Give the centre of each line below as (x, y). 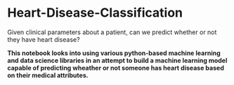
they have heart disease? (44, 39)
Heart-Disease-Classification (95, 13)
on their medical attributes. (48, 75)
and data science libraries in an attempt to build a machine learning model (117, 60)
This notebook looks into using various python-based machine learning (114, 53)
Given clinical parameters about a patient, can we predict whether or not (112, 32)
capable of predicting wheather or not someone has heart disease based (116, 68)
